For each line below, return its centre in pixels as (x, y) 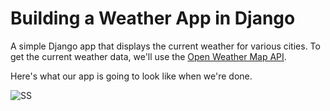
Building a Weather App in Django (153, 18)
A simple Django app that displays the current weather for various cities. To (165, 46)
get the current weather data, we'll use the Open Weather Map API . (148, 56)
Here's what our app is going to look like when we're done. (131, 76)
